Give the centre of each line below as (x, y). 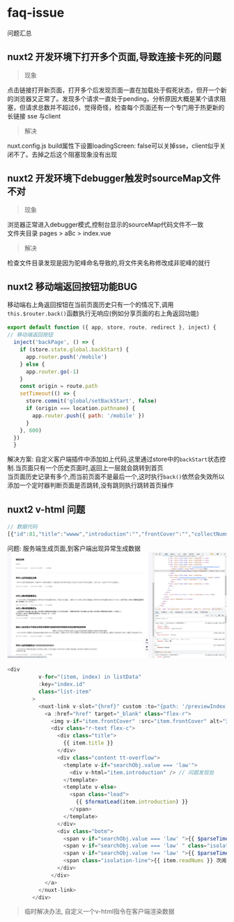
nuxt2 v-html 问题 (46, 509)
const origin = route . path (59, 386)
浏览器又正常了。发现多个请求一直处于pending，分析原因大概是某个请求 (116, 98)
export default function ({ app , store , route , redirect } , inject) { (112, 328)
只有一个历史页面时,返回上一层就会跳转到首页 (99, 468)
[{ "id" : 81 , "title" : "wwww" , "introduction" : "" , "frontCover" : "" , (99, 534)
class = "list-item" (65, 692)
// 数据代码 (23, 527)
